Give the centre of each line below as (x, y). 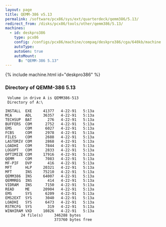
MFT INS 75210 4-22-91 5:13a (50, 172)
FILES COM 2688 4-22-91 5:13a (50, 137)
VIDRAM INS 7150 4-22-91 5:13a (50, 185)
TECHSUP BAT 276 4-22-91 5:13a (50, 120)
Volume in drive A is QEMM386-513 (43, 98)
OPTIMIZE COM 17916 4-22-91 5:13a (50, 154)
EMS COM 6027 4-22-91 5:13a (50, 128)
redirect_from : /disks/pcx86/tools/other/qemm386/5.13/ (64, 24)
